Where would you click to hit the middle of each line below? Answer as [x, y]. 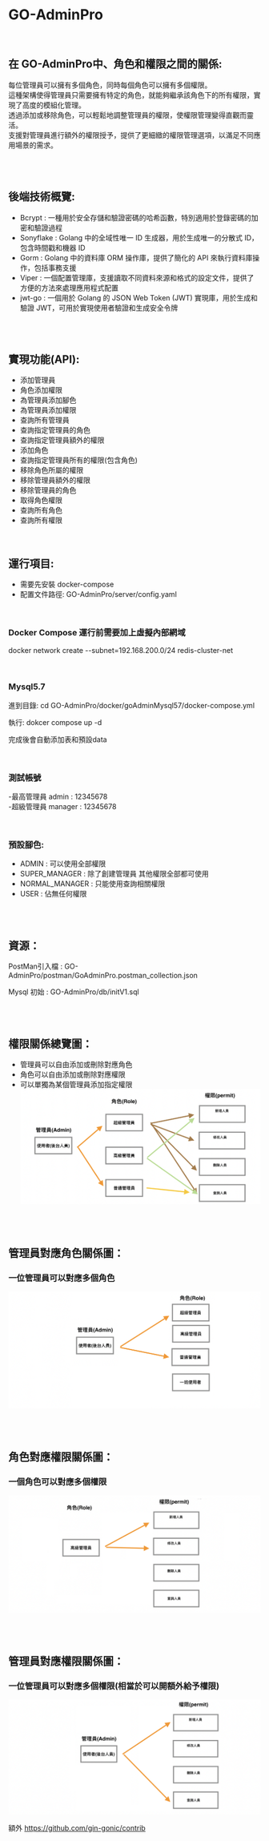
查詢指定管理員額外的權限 [62, 440]
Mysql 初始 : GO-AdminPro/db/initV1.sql [74, 992]
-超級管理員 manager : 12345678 [62, 807]
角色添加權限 [41, 390]
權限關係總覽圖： [50, 1043]
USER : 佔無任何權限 [53, 894]
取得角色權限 [41, 500]
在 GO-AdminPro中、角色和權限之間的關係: [115, 64]
